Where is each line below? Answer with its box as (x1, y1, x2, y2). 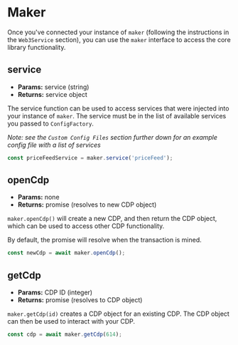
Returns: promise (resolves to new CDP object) (17, 200, 157, 209)
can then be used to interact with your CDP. (7, 317, 136, 326)
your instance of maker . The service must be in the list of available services (7, 111, 227, 120)
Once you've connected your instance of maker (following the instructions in (7, 28, 229, 36)
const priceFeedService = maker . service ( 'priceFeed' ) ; (7, 154, 173, 161)
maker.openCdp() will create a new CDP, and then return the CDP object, (7, 215, 217, 223)
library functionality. (7, 43, 66, 51)
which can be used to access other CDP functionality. (7, 222, 165, 230)
